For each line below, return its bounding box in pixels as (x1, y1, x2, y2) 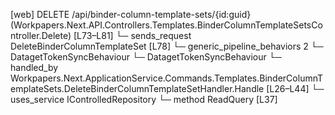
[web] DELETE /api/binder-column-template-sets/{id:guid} (10, 9, 252, 20)
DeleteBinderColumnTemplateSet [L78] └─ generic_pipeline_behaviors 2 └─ (10, 40, 324, 52)
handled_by (10, 62, 59, 73)
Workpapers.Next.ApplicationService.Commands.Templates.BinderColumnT (10, 72, 324, 84)
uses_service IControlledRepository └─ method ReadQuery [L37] (10, 94, 278, 105)
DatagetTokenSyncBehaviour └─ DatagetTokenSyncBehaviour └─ (10, 51, 282, 63)
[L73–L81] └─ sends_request (73, 30, 192, 41)
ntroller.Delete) (10, 30, 72, 41)
